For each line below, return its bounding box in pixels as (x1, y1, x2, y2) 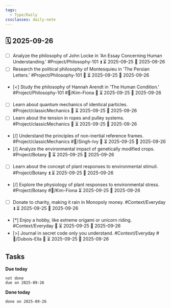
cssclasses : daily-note (5, 17, 56, 22)
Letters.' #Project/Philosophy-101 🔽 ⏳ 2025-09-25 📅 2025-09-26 (12, 72, 150, 78)
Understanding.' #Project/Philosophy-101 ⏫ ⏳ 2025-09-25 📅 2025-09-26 (12, 59, 165, 65)
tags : (5, 7, 17, 13)
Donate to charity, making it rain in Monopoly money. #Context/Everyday (12, 199, 166, 205)
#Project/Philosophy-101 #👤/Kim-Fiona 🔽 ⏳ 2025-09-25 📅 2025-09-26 (12, 90, 162, 96)
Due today (5, 266, 28, 272)
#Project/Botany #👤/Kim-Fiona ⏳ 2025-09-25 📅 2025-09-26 (12, 187, 140, 193)
